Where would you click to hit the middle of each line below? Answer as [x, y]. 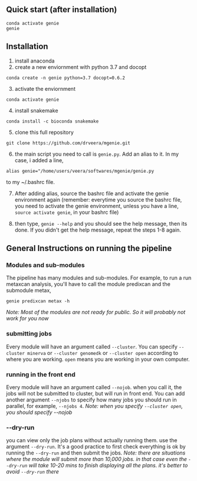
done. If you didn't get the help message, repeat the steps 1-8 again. [98, 230]
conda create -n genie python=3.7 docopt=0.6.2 [66, 78]
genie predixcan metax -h [38, 301]
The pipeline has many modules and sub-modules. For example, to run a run [99, 278]
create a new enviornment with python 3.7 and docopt [81, 67]
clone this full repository [44, 132]
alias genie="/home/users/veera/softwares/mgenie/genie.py [80, 171]
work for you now [27, 318]
